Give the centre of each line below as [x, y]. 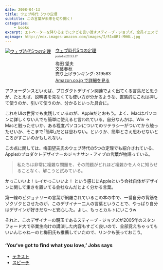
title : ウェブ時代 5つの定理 [31, 14]
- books [21, 28]
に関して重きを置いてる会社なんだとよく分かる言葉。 [62, 187]
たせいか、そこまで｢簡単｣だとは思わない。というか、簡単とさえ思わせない [80, 132]
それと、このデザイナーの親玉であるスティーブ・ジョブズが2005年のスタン [80, 220]
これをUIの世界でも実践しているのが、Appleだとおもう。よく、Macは [75, 113]
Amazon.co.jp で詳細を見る [82, 81]
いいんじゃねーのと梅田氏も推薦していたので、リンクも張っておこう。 [75, 232]
